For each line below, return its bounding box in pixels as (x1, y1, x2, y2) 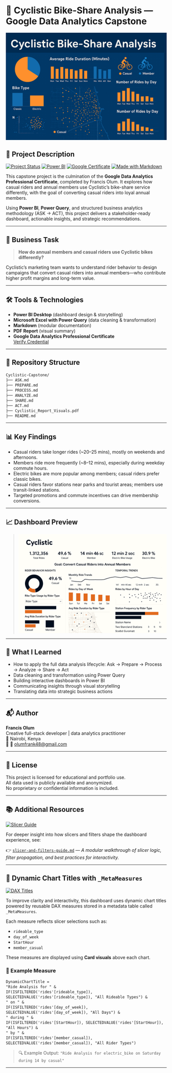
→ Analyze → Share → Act (13, 667, 69, 673)
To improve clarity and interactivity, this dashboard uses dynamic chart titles (6, 897, 166, 903)
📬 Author (6, 709, 39, 717)
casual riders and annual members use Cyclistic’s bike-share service (6, 184, 150, 191)
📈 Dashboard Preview (6, 518, 78, 527)
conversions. (13, 498, 41, 504)
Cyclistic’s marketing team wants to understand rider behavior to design (6, 264, 157, 270)
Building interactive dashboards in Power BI (13, 678, 105, 684)
